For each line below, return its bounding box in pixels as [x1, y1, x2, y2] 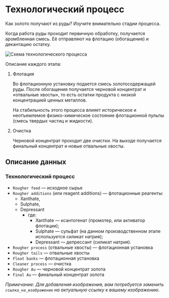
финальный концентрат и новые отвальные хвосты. [12, 143, 125, 149]
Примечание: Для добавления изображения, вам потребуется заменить [5, 281, 164, 287]
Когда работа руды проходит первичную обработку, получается [5, 30, 146, 36]
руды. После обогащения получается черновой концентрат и [12, 86, 146, 92]
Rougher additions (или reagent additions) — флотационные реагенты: [12, 190, 163, 196]
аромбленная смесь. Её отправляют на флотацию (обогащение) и [5, 36, 149, 42]
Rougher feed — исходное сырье [12, 185, 83, 191]
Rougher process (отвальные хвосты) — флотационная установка [12, 244, 153, 251]
